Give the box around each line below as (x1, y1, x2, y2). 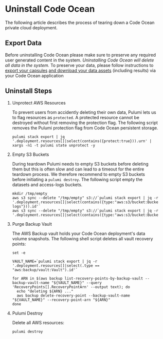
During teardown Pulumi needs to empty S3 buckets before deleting (12, 161, 149, 167)
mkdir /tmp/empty (12, 191, 48, 196)
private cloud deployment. (5, 24, 58, 30)
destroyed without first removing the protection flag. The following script (12, 120, 158, 126)
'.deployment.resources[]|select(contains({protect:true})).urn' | (12, 138, 152, 144)
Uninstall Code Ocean (5, 3, 95, 15)
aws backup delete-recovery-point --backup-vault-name (17, 293, 130, 298)
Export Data (5, 39, 42, 47)
